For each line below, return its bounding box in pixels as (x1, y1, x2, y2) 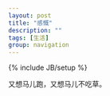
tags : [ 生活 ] (8, 33, 49, 42)
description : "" (8, 26, 62, 34)
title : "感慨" (8, 19, 53, 27)
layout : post (8, 11, 52, 20)
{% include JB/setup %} (8, 63, 88, 72)
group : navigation (8, 41, 69, 49)
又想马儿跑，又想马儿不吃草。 (8, 79, 106, 89)
